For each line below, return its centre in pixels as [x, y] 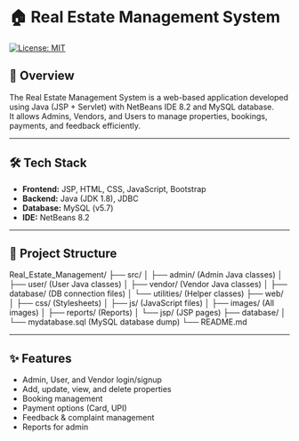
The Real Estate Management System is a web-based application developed [149, 97]
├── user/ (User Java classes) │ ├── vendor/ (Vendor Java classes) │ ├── [148, 285]
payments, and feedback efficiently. [75, 125]
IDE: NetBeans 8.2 [56, 217]
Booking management [62, 399]
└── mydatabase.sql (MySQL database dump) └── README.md [128, 322]
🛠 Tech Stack [48, 163]
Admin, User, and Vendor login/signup [92, 380]
